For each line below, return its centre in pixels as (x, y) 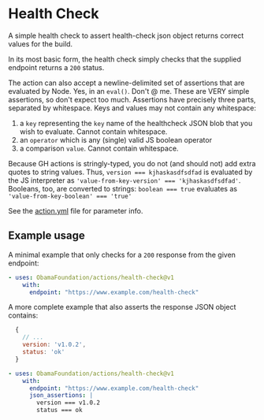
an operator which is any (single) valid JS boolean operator (116, 139)
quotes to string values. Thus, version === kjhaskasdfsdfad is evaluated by (130, 172)
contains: (23, 315)
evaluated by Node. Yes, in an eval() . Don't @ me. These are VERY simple (129, 91)
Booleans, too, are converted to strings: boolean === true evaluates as (123, 188)
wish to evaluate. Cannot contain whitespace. (93, 132)
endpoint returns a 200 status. (56, 67)
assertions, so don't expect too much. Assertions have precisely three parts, (132, 99)
